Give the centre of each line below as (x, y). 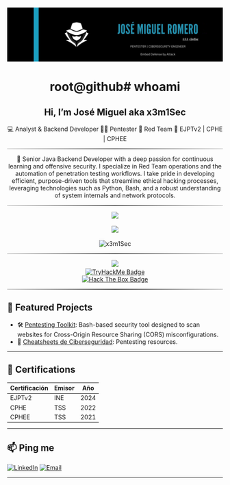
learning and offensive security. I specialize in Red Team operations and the (115, 166)
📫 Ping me (31, 448)
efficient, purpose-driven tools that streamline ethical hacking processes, (115, 181)
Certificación (29, 388)
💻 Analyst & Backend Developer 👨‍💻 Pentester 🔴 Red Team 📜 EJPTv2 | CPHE (115, 129)
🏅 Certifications (41, 370)
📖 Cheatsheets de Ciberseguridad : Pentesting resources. (97, 341)
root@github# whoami (115, 87)
